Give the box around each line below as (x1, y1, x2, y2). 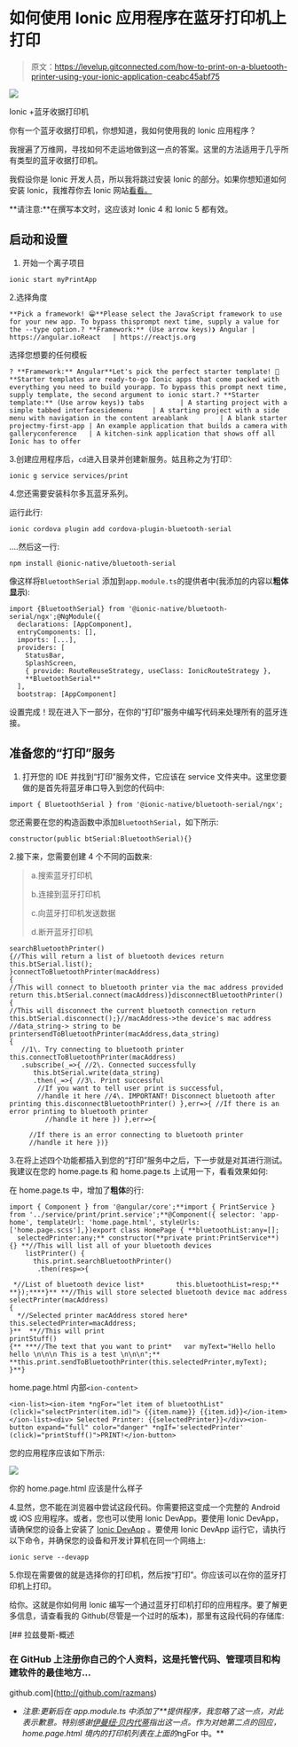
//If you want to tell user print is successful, (36, 1084, 224, 1093)
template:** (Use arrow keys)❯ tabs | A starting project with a (9, 398, 288, 407)
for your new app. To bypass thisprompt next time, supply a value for (9, 317, 279, 326)
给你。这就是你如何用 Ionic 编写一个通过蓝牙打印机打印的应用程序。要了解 (9, 1599, 280, 1610)
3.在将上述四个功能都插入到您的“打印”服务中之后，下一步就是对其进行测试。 (9, 1155, 287, 1165)
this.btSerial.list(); (9, 960, 93, 968)
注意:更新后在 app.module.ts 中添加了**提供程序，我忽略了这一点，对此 (21, 1705, 284, 1716)
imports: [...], (17, 635, 77, 644)
